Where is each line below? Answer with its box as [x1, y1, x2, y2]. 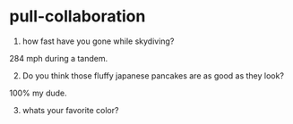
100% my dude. [9, 87, 67, 98]
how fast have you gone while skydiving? [22, 36, 175, 46]
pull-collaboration [9, 6, 146, 27]
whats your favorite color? [22, 104, 119, 115]
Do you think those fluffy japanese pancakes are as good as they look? [22, 70, 285, 81]
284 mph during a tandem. [9, 53, 108, 63]
